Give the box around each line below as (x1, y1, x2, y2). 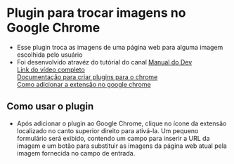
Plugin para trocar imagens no (6, 5, 186, 21)
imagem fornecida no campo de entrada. (16, 149, 136, 157)
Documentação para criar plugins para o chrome (16, 72, 158, 81)
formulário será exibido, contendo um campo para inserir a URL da (16, 134, 210, 142)
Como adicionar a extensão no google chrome (16, 80, 152, 88)
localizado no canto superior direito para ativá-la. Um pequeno (16, 126, 199, 135)
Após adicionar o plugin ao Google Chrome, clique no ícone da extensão (16, 119, 227, 128)
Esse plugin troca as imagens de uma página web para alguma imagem (16, 43, 223, 51)
